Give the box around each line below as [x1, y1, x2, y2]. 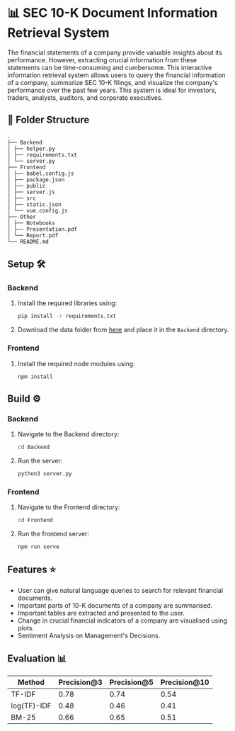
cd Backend [17, 443, 50, 451]
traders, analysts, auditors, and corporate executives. [7, 93, 164, 102]
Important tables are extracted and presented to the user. [17, 608, 185, 617]
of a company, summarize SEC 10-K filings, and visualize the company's [7, 78, 218, 86]
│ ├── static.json [7, 200, 62, 208]
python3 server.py [17, 470, 72, 477]
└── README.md [7, 238, 50, 245]
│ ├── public [7, 182, 46, 189]
